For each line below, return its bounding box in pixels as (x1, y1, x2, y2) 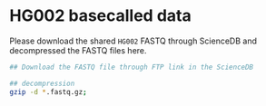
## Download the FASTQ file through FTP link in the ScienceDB (9, 63, 254, 72)
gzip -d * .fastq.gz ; (9, 87, 88, 96)
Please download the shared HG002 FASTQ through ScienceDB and (9, 35, 257, 46)
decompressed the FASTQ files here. (9, 44, 147, 55)
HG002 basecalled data (9, 5, 192, 26)
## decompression (9, 79, 75, 88)
